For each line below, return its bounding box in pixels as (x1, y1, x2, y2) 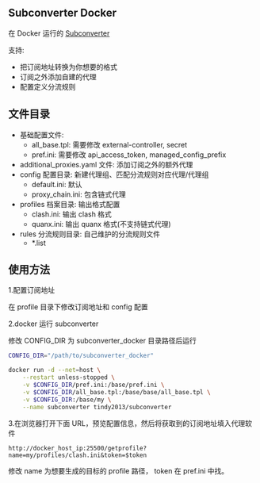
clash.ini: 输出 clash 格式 (31, 209, 113, 219)
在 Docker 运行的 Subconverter (8, 28, 110, 38)
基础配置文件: (19, 130, 64, 140)
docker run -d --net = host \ (8, 366, 101, 374)
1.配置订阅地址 (8, 286, 55, 295)
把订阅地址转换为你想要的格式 (19, 62, 117, 71)
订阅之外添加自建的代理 (19, 71, 97, 82)
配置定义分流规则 (19, 82, 76, 91)
